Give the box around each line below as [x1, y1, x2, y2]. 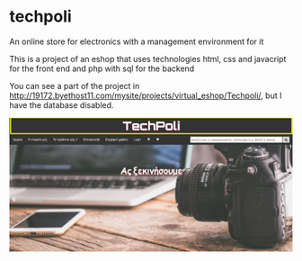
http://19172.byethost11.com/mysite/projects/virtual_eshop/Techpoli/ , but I [9, 90, 282, 101]
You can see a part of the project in [9, 80, 140, 91]
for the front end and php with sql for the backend [9, 63, 195, 74]
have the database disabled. [9, 99, 114, 110]
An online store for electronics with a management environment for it [9, 36, 264, 47]
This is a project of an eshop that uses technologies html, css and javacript [9, 53, 287, 64]
